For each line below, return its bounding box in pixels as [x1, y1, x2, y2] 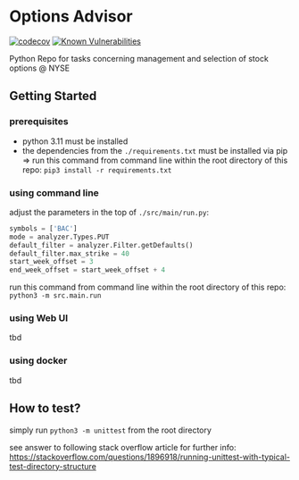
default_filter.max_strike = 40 [9, 248, 129, 258]
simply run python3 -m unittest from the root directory [9, 425, 212, 435]
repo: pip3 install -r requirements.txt [21, 164, 172, 175]
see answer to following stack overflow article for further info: [9, 442, 237, 452]
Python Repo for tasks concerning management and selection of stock [9, 53, 270, 63]
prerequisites [9, 115, 69, 128]
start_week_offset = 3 [9, 257, 94, 266]
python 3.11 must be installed [21, 136, 129, 147]
